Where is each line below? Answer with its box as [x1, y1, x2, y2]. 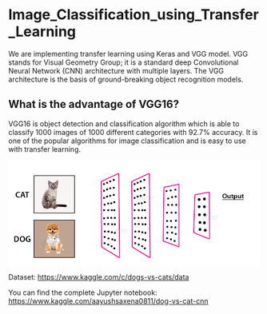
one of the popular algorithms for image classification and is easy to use [8, 136, 246, 145]
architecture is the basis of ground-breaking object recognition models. [8, 74, 244, 84]
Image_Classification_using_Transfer [8, 6, 260, 24]
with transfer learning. [8, 144, 82, 153]
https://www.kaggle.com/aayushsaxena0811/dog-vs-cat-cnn [8, 296, 209, 305]
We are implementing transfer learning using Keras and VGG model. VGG [8, 49, 249, 58]
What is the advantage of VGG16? [8, 97, 180, 111]
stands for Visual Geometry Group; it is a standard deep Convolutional [8, 58, 239, 67]
